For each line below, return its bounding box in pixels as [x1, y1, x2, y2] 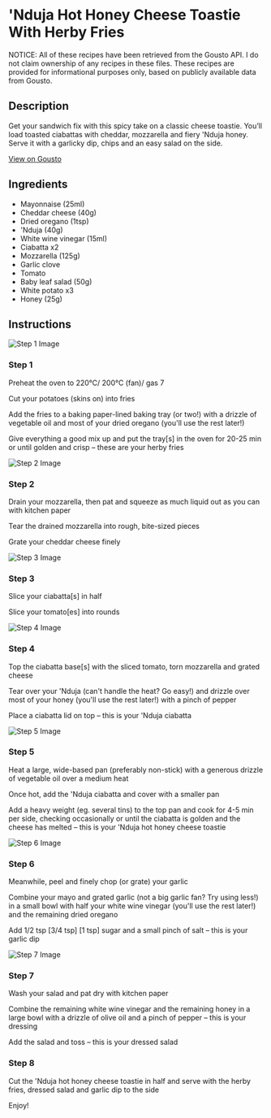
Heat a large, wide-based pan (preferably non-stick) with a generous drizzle [8, 765, 264, 774]
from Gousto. [8, 76, 53, 85]
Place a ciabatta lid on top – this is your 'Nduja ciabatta [8, 710, 192, 720]
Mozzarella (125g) [19, 250, 81, 261]
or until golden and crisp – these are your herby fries [8, 442, 184, 452]
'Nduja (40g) [19, 225, 63, 235]
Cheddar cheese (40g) [19, 207, 97, 217]
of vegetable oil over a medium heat [8, 773, 129, 783]
